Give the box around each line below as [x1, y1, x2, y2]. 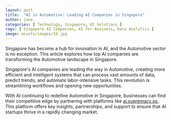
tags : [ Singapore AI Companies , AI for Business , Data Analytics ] [5, 27, 154, 32]
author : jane [5, 17, 33, 22]
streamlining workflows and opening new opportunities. [5, 83, 123, 89]
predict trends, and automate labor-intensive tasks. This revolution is [5, 77, 150, 83]
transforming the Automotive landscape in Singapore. [5, 56, 118, 62]
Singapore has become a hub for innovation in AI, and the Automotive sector [5, 46, 166, 51]
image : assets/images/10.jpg [5, 31, 67, 36]
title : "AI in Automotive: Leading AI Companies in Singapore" [5, 12, 145, 17]
